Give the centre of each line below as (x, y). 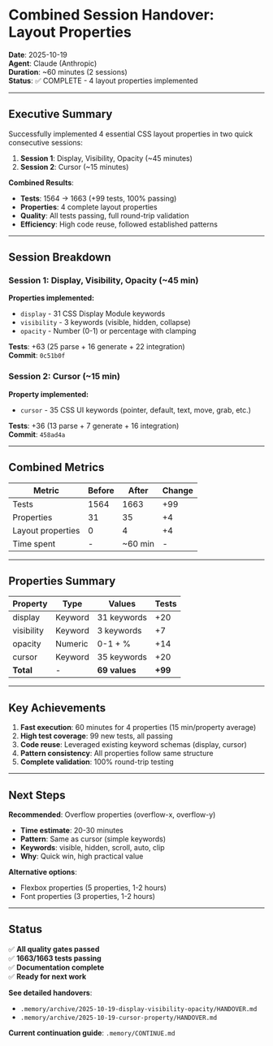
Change (178, 491)
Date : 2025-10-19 (38, 54)
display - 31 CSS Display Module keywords (93, 313)
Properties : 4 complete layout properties (89, 207)
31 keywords (122, 617)
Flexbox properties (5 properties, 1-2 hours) (93, 888)
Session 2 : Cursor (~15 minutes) (74, 166)
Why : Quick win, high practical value (82, 856)
